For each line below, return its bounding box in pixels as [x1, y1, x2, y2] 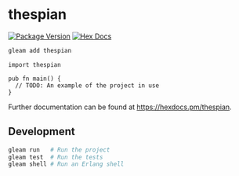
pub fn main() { [8, 75, 61, 82]
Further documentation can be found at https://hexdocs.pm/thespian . [8, 102, 233, 112]
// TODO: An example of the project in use [15, 81, 159, 90]
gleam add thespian [8, 46, 72, 54]
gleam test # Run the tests [8, 153, 103, 161]
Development [8, 125, 76, 138]
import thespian [8, 60, 61, 68]
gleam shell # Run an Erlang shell [8, 160, 125, 168]
